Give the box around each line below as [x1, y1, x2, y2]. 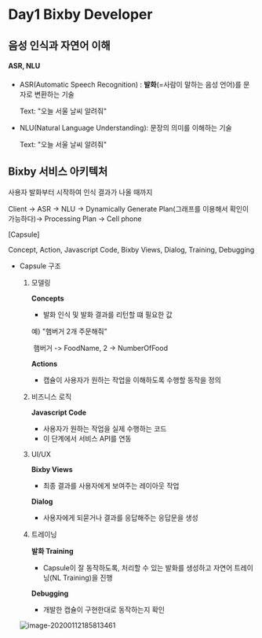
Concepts [31, 293, 64, 303]
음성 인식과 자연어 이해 [8, 39, 111, 52]
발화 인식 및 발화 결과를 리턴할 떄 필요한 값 [42, 309, 173, 319]
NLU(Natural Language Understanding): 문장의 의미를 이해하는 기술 [19, 123, 233, 132]
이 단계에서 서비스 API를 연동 [42, 433, 132, 443]
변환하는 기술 [34, 89, 75, 99]
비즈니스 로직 [31, 392, 72, 401]
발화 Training [31, 546, 74, 555]
